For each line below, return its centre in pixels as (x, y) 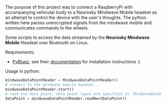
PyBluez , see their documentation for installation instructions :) (76, 62)
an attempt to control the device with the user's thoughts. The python (76, 17)
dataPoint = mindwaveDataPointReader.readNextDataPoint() (66, 98)
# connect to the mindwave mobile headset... (53, 85)
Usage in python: (22, 71)
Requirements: (20, 52)
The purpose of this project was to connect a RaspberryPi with (69, 7)
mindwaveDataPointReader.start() (40, 89)
